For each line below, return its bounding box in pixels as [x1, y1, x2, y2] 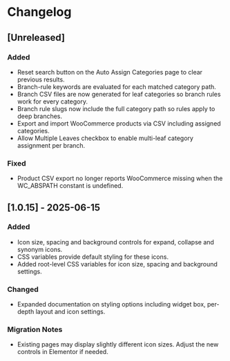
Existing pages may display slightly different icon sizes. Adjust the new [17, 340, 219, 349]
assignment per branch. [17, 141, 86, 149]
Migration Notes [7, 325, 63, 335]
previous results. [17, 75, 65, 84]
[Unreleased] [7, 32, 66, 43]
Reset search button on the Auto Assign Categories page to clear [17, 68, 202, 76]
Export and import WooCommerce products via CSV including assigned [17, 119, 221, 128]
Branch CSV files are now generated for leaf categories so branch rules [17, 90, 221, 98]
